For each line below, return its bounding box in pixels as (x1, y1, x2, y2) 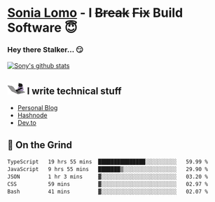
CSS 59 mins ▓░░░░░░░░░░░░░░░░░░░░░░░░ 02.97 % (7, 180, 209, 187)
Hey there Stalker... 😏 (7, 45, 84, 55)
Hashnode (17, 111, 48, 120)
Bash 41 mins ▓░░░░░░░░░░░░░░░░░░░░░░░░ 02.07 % (7, 188, 209, 195)
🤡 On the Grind (7, 139, 72, 151)
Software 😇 (7, 20, 78, 36)
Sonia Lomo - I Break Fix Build (7, 5, 183, 21)
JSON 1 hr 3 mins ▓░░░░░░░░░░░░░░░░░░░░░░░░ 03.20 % (7, 173, 209, 180)
